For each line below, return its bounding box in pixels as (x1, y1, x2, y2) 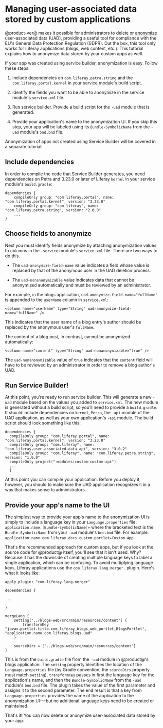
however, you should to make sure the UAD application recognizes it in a (5, 482, 150, 487)
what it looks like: (5, 570, 40, 576)
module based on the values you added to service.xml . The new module (13, 399, 158, 405)
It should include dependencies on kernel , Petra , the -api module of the (5, 410, 150, 416)
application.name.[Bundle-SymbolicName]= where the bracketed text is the (5, 525, 154, 530)
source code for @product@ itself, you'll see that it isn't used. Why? (5, 549, 142, 555)
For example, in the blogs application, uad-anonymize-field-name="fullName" (5, 291, 158, 297)
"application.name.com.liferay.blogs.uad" (5, 631, 92, 636)
